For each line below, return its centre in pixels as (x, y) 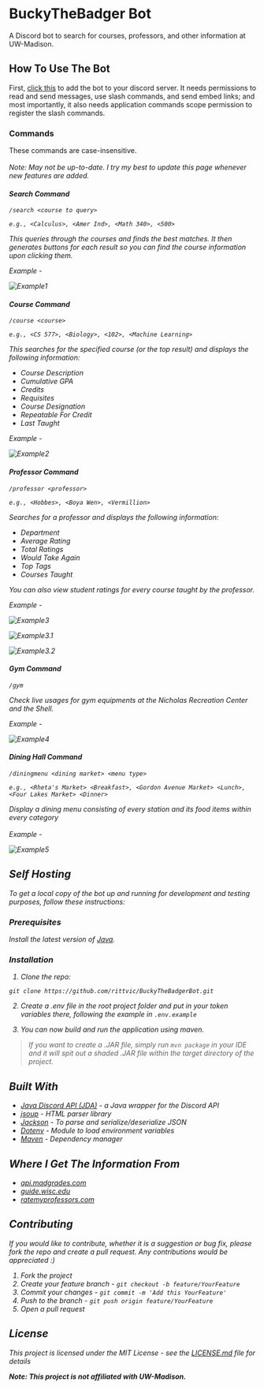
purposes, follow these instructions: (67, 902)
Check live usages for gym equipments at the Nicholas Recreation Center (128, 700)
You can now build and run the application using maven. (112, 1029)
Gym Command (35, 669)
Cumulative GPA (47, 381)
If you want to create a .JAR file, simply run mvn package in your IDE (138, 1045)
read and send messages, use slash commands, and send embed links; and (132, 96)
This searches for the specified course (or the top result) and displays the (129, 349)
